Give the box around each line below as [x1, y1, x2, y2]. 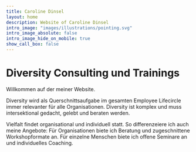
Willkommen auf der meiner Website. [6, 85, 96, 92]
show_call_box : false [6, 42, 59, 47]
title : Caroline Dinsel [6, 8, 65, 15]
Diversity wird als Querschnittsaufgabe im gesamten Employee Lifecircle [6, 97, 181, 104]
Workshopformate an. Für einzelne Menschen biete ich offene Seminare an [6, 133, 188, 140]
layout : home [6, 14, 38, 20]
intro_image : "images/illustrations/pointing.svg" [6, 25, 133, 31]
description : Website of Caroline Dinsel [6, 19, 109, 25]
